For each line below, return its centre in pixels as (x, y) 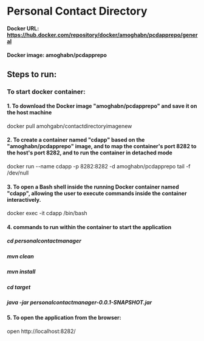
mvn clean (20, 256)
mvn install (21, 272)
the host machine (29, 112)
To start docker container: (46, 91)
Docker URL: (23, 28)
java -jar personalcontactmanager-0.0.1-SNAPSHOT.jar (80, 302)
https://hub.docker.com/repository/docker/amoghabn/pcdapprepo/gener (102, 35)
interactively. (24, 199)
